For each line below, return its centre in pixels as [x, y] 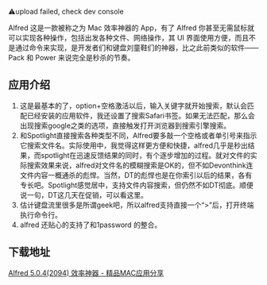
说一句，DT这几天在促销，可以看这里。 [84, 194]
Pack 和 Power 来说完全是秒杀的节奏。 [72, 58]
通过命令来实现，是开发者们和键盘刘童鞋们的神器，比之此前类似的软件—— [137, 48]
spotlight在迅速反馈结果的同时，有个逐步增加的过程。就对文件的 [145, 155]
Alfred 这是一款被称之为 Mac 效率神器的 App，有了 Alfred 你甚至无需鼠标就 [131, 28]
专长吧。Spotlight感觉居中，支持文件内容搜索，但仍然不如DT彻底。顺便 [137, 185]
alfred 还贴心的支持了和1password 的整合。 [91, 225]
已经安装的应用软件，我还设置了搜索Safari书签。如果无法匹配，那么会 [141, 115]
